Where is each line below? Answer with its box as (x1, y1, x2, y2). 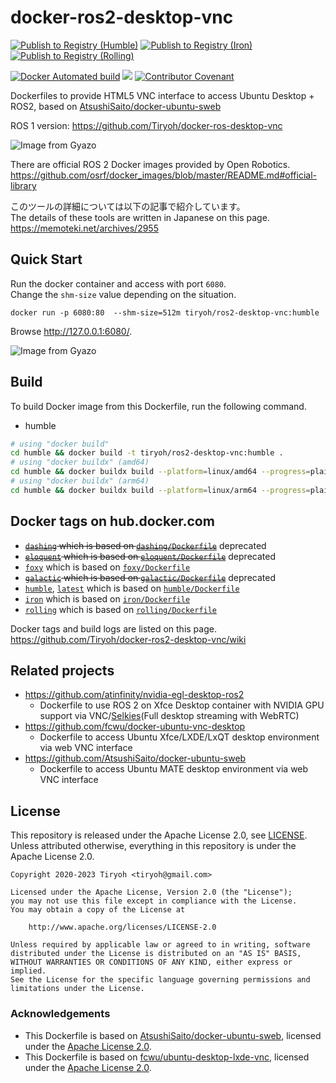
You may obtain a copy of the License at (10, 905, 186, 915)
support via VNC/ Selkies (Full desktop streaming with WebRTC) (39, 710, 300, 722)
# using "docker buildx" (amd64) (10, 457, 150, 468)
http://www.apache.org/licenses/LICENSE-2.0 (28, 922, 217, 933)
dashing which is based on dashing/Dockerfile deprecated (24, 539, 267, 551)
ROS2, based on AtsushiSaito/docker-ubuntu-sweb (10, 100, 222, 112)
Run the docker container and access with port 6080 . (10, 277, 227, 290)
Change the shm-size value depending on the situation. (10, 288, 237, 300)
